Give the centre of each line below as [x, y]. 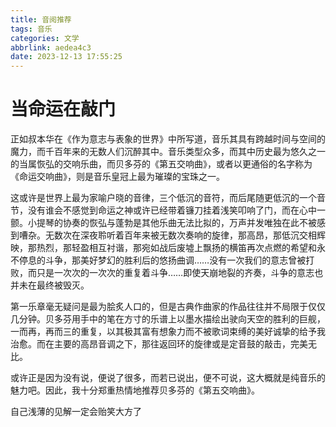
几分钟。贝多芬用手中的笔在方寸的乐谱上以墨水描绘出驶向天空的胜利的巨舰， [168, 319]
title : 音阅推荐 [41, 19]
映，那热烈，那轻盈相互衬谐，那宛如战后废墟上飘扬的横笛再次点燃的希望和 [163, 248]
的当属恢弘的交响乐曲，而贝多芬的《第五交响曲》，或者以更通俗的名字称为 [161, 164]
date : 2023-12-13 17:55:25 [66, 57]
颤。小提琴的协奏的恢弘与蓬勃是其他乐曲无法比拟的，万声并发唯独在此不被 [163, 223]
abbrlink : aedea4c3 [51, 47]
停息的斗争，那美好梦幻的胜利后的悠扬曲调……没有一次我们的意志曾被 [162, 260]
